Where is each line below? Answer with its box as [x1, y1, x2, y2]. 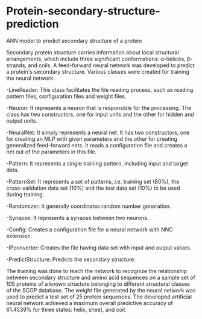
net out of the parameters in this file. [6, 148, 97, 155]
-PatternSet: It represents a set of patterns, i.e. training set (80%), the [6, 178, 180, 185]
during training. [6, 190, 45, 198]
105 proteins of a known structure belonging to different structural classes [6, 280, 191, 288]
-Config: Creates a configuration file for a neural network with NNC [6, 225, 173, 233]
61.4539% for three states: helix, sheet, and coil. [6, 306, 127, 313]
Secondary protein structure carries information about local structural [6, 48, 179, 56]
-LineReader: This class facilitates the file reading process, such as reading [6, 86, 194, 93]
